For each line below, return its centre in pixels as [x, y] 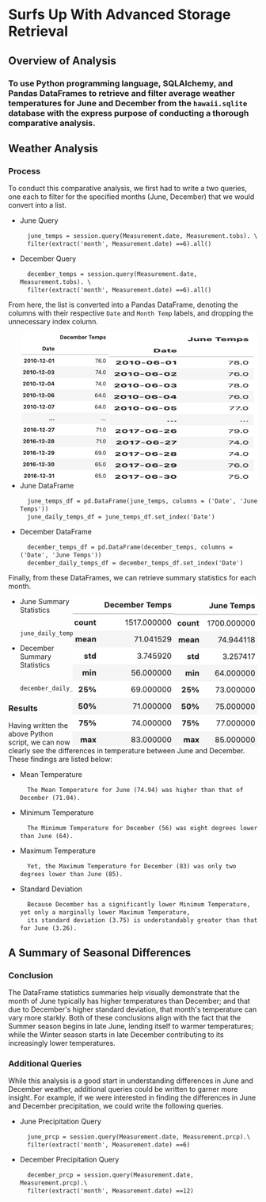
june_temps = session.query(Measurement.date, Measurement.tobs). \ [142, 236]
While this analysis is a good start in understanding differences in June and [131, 1081]
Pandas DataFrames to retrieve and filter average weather [122, 93]
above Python [31, 734]
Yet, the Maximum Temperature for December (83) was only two [132, 867]
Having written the [38, 725]
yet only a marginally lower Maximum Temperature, [105, 913]
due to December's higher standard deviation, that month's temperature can [133, 1009]
